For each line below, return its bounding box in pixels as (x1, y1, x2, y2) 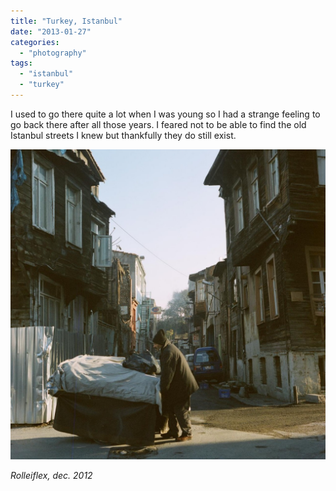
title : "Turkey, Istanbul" (10, 16, 123, 26)
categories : (10, 37, 60, 47)
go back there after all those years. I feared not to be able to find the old (10, 118, 307, 130)
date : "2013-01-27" (10, 26, 92, 37)
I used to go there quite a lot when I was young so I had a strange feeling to (10, 108, 321, 120)
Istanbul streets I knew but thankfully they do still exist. (10, 129, 237, 141)
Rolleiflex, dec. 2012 (10, 470, 93, 481)
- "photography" (19, 48, 87, 58)
